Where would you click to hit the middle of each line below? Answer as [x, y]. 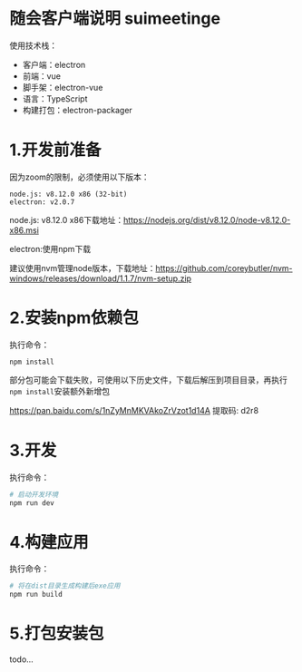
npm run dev [32, 503]
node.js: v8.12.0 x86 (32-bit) [68, 194]
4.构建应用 [49, 542]
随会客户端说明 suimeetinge [115, 19]
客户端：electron [54, 64]
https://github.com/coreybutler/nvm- [224, 268]
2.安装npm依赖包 [74, 318]
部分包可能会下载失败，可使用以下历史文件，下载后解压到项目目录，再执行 [148, 380]
